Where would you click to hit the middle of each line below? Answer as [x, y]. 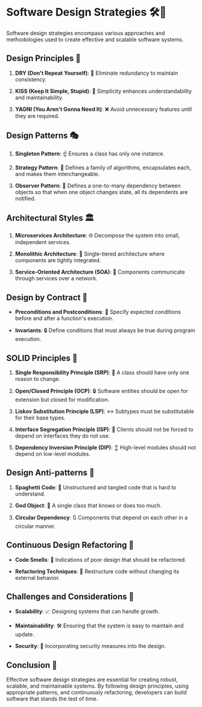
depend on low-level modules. [52, 454]
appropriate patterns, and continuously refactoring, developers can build [96, 693]
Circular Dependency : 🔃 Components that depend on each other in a [101, 517]
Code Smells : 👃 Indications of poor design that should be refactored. [101, 559]
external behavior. [37, 577]
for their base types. [40, 418]
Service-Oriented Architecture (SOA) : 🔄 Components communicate [100, 272]
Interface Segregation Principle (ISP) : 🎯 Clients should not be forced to [104, 429]
